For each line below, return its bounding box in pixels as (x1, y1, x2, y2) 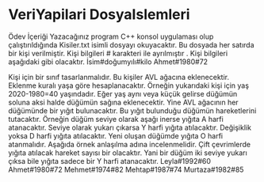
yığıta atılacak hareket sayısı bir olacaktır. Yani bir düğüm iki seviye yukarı (8, 148, 247, 157)
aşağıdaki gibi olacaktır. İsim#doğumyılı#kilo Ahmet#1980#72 (8, 57, 209, 66)
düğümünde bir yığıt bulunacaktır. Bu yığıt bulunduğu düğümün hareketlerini (8, 105, 257, 116)
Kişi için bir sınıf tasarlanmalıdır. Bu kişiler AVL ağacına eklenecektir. (8, 72, 230, 82)
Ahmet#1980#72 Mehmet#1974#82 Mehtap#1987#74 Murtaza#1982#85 (8, 165, 244, 174)
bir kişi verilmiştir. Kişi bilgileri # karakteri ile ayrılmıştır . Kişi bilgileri (8, 48, 228, 58)
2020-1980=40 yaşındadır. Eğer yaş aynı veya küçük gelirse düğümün (8, 89, 238, 98)
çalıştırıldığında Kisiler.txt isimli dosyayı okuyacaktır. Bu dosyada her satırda (8, 40, 255, 49)
